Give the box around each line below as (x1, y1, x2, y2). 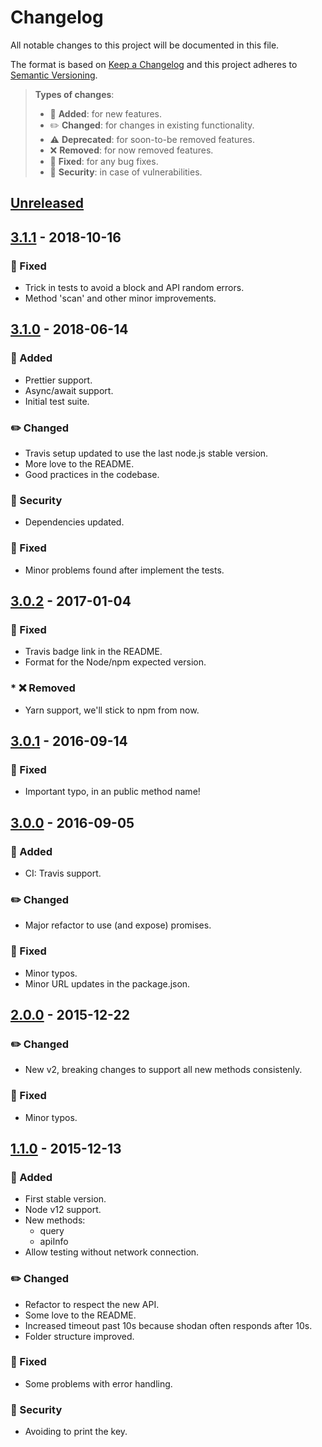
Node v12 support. (24, 1204, 102, 1216)
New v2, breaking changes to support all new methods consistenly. (24, 1064, 303, 1076)
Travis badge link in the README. (24, 646, 163, 658)
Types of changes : (34, 88, 115, 100)
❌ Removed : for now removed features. (49, 144, 214, 156)
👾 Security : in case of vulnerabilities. (49, 166, 203, 178)
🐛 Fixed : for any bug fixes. (49, 155, 159, 167)
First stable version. (24, 1193, 107, 1205)
